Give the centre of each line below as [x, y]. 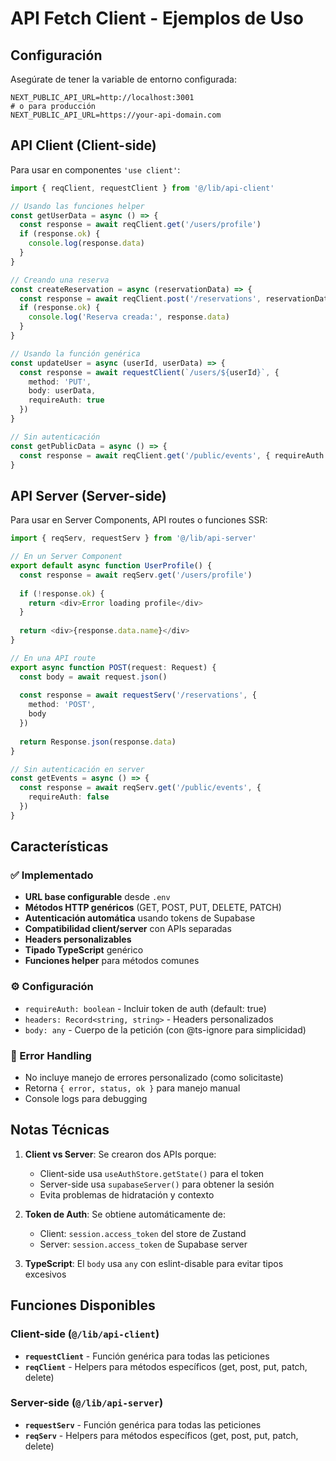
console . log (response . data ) [86, 243]
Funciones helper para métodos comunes [112, 961]
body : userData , [62, 391]
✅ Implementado [52, 875]
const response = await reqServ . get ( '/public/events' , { [140, 788]
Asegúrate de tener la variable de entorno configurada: [123, 79]
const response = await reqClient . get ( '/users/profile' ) [140, 225]
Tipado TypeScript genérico [84, 950]
